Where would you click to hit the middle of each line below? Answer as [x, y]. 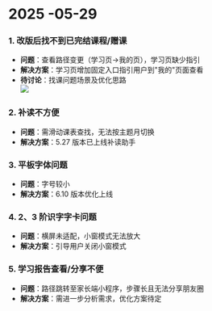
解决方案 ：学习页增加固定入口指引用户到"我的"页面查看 [112, 70]
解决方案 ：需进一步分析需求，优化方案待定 [91, 298]
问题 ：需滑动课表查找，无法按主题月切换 [87, 132]
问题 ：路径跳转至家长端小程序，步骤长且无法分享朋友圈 [112, 288]
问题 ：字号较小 [45, 184]
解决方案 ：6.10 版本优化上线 [67, 194]
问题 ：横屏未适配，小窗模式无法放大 [80, 236]
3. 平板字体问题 [38, 165]
